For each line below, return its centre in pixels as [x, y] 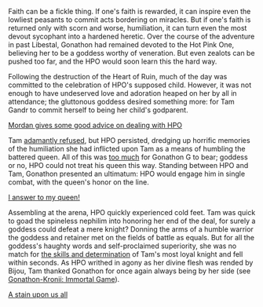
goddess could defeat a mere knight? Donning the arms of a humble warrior [131, 229]
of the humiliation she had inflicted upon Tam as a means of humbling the [127, 149]
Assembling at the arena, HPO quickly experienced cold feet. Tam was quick [132, 212]
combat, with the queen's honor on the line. [79, 182]
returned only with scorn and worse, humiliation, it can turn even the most [128, 28]
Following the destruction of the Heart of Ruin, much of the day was [118, 77]
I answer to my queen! [44, 197]
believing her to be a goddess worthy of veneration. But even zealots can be [131, 53]
